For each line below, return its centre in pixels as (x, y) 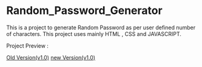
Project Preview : (27, 46)
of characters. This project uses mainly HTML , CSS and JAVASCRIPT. (94, 33)
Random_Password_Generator (84, 11)
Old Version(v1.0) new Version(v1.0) (51, 57)
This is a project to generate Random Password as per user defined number (101, 27)
